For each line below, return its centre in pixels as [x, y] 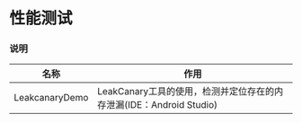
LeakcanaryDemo [51, 98]
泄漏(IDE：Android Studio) [162, 105]
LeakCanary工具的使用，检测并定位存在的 [186, 92]
